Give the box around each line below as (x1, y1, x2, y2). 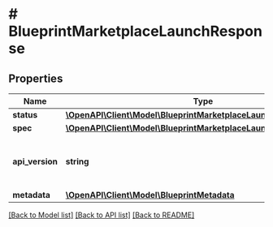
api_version (12, 156, 58, 167)
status (12, 109, 38, 120)
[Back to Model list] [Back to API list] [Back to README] (8, 210, 195, 220)
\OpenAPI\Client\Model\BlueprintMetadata (65, 190, 235, 200)
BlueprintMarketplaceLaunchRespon (8, 22, 262, 41)
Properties (8, 71, 63, 85)
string (65, 156, 89, 167)
